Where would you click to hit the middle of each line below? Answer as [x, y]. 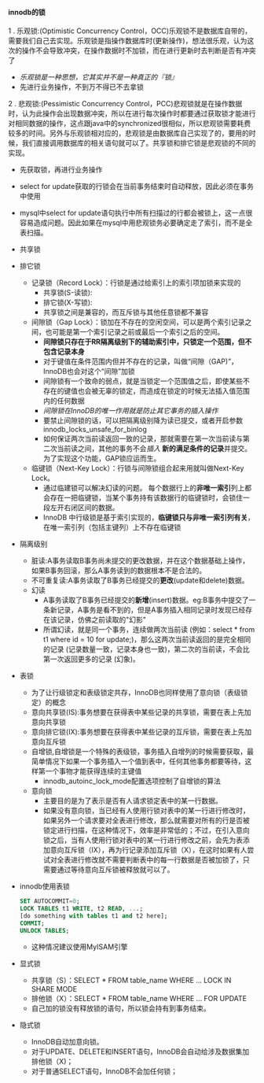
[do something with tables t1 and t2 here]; [93, 916]
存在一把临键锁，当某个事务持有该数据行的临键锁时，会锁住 [147, 498]
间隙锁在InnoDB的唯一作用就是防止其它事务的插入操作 [130, 411]
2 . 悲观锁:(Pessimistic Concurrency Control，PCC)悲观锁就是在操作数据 [125, 104]
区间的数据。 [98, 508]
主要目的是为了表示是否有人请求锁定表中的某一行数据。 [132, 801]
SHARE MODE [54, 989]
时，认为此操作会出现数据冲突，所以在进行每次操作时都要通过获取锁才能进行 [132, 113]
